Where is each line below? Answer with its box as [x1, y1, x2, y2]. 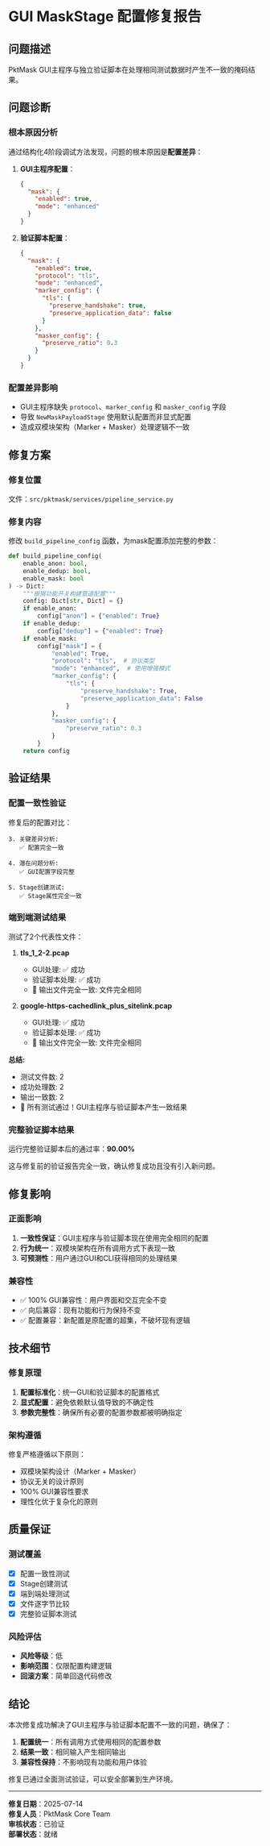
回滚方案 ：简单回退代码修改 [19, 1671, 112, 1681]
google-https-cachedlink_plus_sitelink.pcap [19, 1000, 173, 1010]
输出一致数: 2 [19, 1091, 64, 1101]
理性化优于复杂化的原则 [19, 1497, 98, 1507]
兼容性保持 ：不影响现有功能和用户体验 [19, 1757, 147, 1767]
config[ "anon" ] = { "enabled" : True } [37, 612, 160, 621]
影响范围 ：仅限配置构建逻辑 [19, 1661, 112, 1671]
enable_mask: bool [22, 574, 84, 583]
